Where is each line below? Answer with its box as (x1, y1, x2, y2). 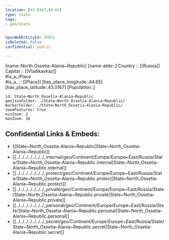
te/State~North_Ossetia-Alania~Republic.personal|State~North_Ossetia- (12, 208, 163, 214)
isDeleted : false (5, 40, 42, 45)
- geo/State (5, 21, 30, 27)
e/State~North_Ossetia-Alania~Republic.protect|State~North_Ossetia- (12, 175, 158, 181)
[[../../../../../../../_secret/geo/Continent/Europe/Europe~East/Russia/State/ (12, 218, 164, 224)
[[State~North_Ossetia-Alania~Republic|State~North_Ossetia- (12, 143, 141, 149)
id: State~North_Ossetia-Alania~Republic (5, 94, 94, 99)
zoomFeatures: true (5, 107, 46, 112)
